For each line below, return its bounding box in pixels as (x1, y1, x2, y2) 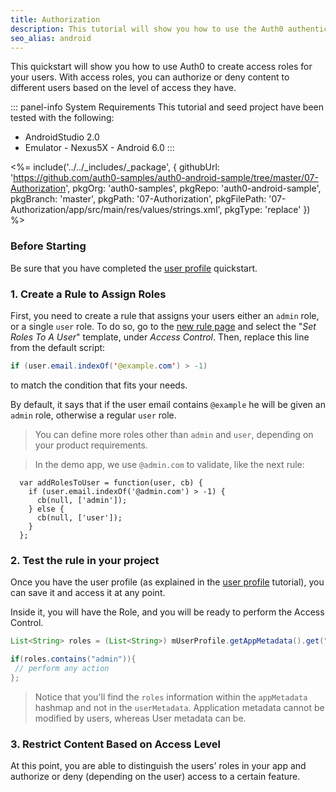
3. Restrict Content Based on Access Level (10, 737, 222, 751)
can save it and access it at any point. (10, 587, 166, 599)
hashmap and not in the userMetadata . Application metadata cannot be (34, 701, 325, 713)
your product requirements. (34, 439, 148, 451)
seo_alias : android (10, 33, 92, 43)
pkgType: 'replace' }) (224, 204, 311, 216)
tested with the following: (10, 112, 115, 124)
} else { (28, 504, 65, 514)
